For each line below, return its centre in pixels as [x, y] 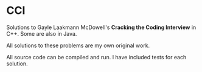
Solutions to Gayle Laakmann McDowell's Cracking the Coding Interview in [101, 27]
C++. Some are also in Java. [42, 33]
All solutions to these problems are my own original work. [78, 45]
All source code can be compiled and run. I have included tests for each [96, 57]
